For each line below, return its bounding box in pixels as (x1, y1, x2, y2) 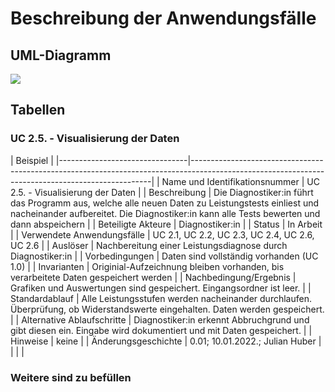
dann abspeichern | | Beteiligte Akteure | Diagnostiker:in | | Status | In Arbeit (10, 218, 323, 230)
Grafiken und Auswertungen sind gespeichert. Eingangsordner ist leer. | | (10, 282, 312, 294)
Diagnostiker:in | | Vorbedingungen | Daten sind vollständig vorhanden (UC (10, 250, 319, 262)
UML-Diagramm (10, 47, 112, 64)
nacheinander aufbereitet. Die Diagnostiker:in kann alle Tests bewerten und (10, 207, 321, 219)
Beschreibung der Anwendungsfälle (10, 7, 317, 30)
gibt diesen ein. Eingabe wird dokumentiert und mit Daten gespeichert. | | (10, 324, 313, 336)
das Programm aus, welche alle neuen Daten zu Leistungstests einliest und (10, 197, 320, 209)
